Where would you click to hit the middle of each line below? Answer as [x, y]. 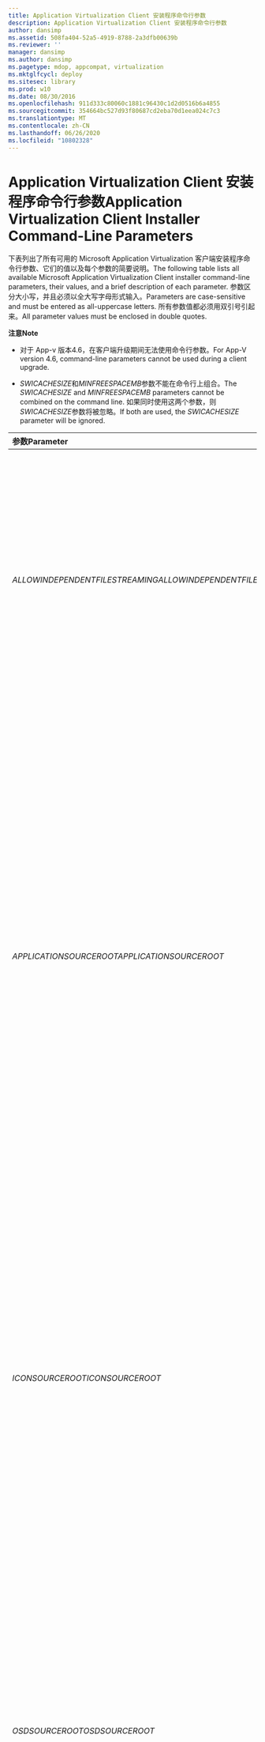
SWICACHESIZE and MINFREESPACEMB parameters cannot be [122, 393]
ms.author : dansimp [40, 60]
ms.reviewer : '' [35, 45]
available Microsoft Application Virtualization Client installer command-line [129, 277]
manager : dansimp [37, 52]
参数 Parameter [40, 442]
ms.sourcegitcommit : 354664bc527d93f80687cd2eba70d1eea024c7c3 [114, 111]
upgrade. [34, 368]
